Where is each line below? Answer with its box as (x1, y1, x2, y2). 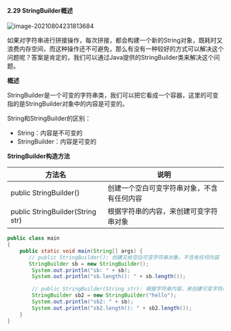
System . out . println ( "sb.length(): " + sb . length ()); (32, 273, 186, 280)
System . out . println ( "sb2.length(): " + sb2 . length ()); (32, 304, 192, 312)
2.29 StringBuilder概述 (7, 6, 74, 14)
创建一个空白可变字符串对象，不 (107, 183, 211, 193)
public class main (7, 235, 60, 242)
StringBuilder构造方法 (7, 152, 70, 161)
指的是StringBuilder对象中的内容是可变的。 (7, 100, 129, 108)
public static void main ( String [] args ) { (19, 247, 143, 254)
